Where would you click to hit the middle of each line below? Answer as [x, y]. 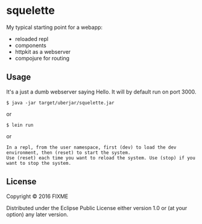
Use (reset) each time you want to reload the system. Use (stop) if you [101, 158]
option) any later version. [37, 214]
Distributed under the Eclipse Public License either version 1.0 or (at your [97, 208]
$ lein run [20, 125]
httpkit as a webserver [43, 51]
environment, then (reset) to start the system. [68, 152]
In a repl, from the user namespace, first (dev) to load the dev [91, 147]
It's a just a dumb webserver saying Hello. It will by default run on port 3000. [101, 92]
